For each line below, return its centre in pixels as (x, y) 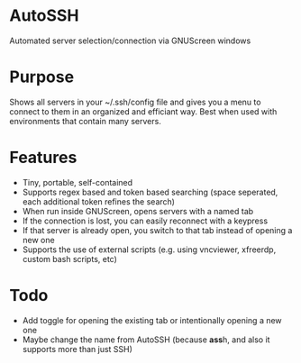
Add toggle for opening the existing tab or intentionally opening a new (152, 320)
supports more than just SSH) (78, 349)
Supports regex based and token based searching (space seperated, (150, 192)
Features (43, 158)
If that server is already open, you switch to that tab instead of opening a (157, 230)
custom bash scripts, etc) (69, 259)
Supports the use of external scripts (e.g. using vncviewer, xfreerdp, (149, 250)
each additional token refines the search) (99, 201)
